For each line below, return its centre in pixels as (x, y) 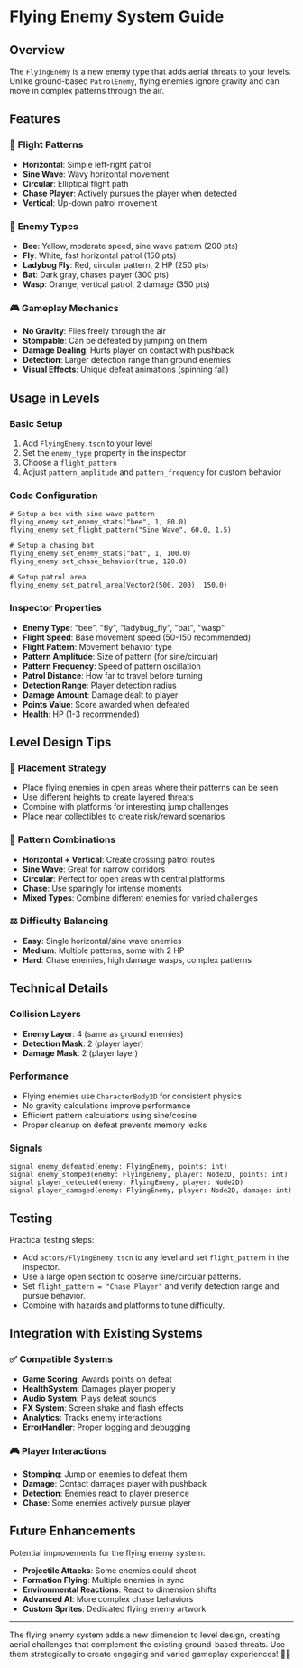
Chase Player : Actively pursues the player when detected (129, 193)
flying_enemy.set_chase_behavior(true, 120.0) (98, 561)
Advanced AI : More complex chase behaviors (108, 1598)
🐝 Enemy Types (44, 226)
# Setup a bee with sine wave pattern (82, 514)
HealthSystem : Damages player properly (99, 1388)
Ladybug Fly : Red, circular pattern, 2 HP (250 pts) (115, 264)
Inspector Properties (55, 608)
